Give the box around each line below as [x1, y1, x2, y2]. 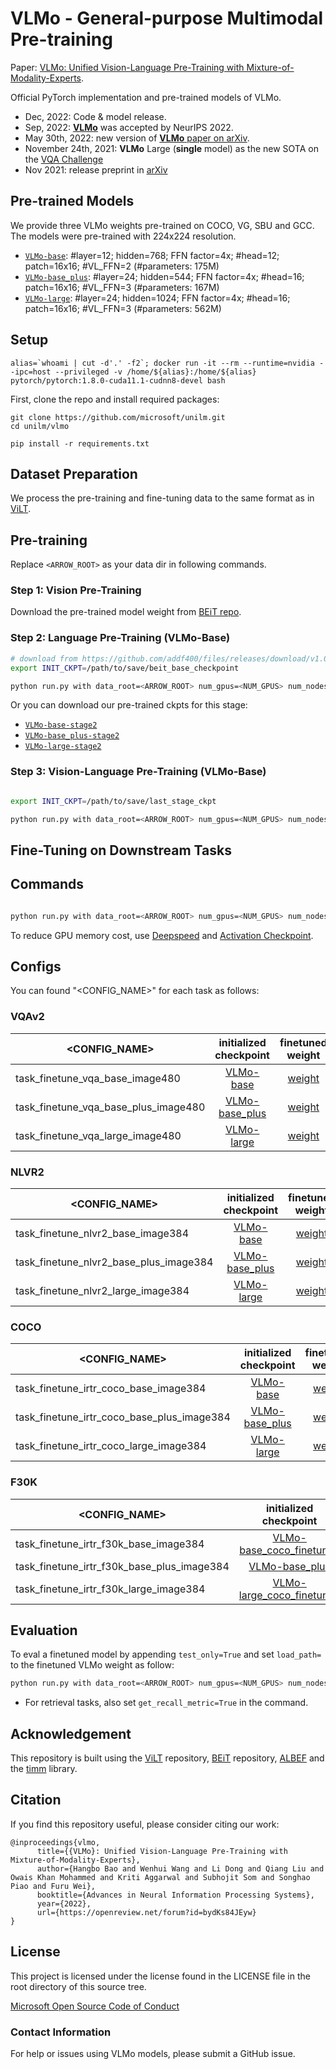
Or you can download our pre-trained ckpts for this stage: [10, 699, 248, 711]
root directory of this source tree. [10, 1980, 147, 1992]
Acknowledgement [10, 1725, 132, 1742]
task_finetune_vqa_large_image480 [15, 1128, 182, 1142]
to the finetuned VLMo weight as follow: [10, 1659, 175, 1671]
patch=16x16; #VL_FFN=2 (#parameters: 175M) [24, 260, 220, 272]
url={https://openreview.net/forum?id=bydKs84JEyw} [36, 1907, 257, 1917]
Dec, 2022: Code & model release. [24, 110, 167, 122]
